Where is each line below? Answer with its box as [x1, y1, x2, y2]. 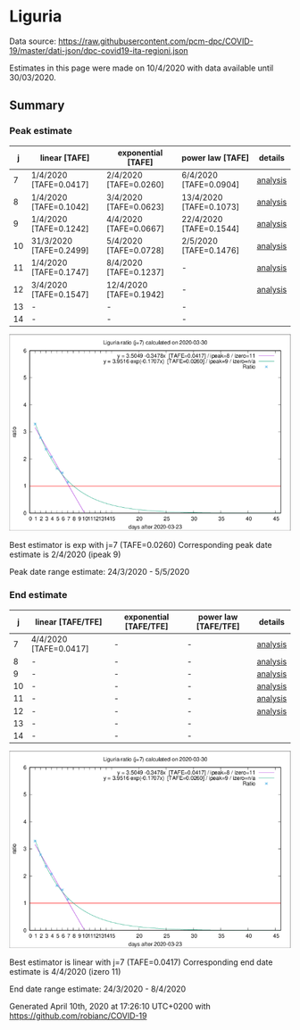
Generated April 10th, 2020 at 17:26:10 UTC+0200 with [9, 1001, 212, 1011]
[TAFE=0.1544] [181, 223, 240, 234]
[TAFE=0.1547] [30, 288, 89, 300]
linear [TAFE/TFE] [35, 616, 103, 627]
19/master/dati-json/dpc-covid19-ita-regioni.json [9, 45, 189, 55]
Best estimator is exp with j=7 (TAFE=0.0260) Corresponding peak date [9, 540, 272, 551]
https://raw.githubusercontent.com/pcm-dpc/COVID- [57, 36, 254, 46]
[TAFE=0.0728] [105, 245, 165, 256]
